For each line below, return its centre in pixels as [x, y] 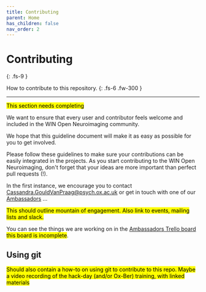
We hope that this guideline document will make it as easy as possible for [99, 136]
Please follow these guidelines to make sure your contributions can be [95, 154]
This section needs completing [45, 106]
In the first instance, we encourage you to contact [69, 186]
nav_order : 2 [23, 29]
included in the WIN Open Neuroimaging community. [73, 124]
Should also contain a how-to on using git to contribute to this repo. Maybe [101, 269]
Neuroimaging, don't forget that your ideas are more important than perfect [101, 167]
